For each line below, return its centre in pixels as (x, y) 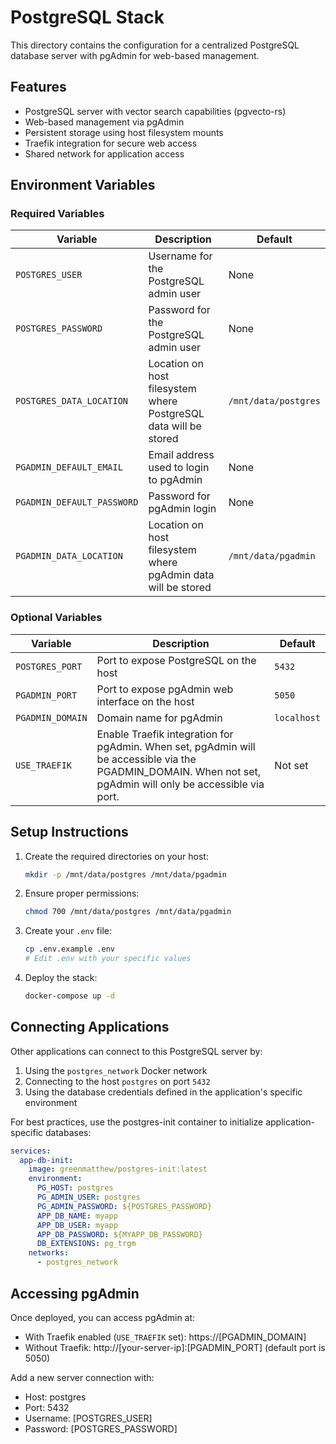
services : (31, 1151)
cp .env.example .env (69, 949)
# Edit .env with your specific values (108, 959)
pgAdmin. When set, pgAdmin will (176, 746)
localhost (297, 717)
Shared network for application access (104, 153)
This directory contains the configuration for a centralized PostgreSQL (155, 45)
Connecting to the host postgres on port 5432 (117, 1081)
